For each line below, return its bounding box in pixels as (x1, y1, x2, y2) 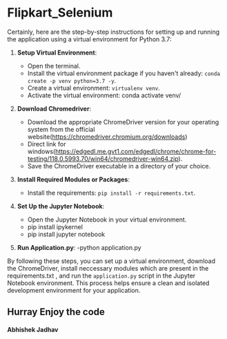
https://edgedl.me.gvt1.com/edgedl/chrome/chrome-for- (55, 147, 217, 155)
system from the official (27, 125, 95, 133)
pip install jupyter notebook (27, 230, 106, 238)
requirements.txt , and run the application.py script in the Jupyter (7, 271, 196, 280)
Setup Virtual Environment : (17, 48, 97, 57)
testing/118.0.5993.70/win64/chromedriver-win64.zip (27, 154, 179, 163)
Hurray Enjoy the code (7, 306, 106, 318)
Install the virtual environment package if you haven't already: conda (27, 69, 221, 77)
